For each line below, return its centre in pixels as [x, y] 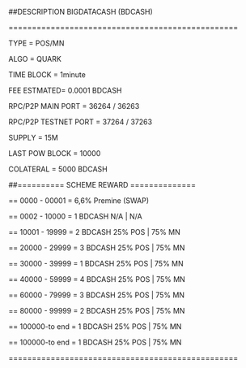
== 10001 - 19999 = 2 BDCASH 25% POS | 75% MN [94, 232]
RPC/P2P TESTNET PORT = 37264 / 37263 [80, 122]
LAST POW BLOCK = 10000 [55, 153]
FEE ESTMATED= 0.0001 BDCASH [65, 90]
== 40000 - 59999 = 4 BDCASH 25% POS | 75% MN [97, 279]
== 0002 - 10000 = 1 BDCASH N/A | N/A [76, 216]
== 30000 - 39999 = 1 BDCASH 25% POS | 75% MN [96, 264]
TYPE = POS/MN [36, 43]
